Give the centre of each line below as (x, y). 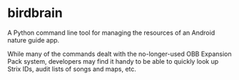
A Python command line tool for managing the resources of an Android (111, 33)
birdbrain (35, 13)
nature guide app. (34, 40)
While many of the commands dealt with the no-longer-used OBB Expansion (119, 54)
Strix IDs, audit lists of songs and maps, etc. (72, 69)
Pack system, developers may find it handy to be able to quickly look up (113, 61)
